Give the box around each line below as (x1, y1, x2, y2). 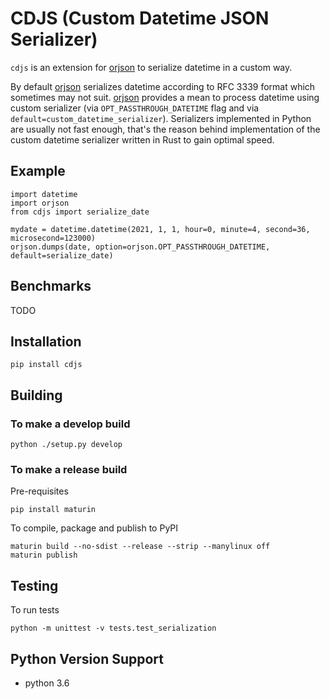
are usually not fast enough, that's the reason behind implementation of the (10, 123, 321, 135)
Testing (10, 577, 59, 594)
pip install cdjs (10, 360, 83, 370)
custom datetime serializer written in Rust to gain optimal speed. (10, 133, 275, 146)
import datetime (10, 189, 78, 199)
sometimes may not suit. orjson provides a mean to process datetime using (10, 91, 320, 103)
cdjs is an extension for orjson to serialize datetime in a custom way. (10, 61, 293, 73)
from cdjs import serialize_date (10, 207, 150, 217)
